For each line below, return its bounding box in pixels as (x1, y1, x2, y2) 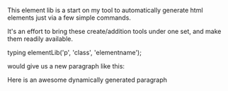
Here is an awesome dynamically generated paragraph (7, 75, 168, 84)
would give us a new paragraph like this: (7, 62, 125, 70)
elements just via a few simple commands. (7, 13, 131, 22)
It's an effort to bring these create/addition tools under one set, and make (7, 28, 222, 35)
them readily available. (7, 35, 73, 43)
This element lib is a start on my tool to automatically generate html (7, 6, 203, 14)
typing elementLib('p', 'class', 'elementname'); (7, 49, 142, 56)
